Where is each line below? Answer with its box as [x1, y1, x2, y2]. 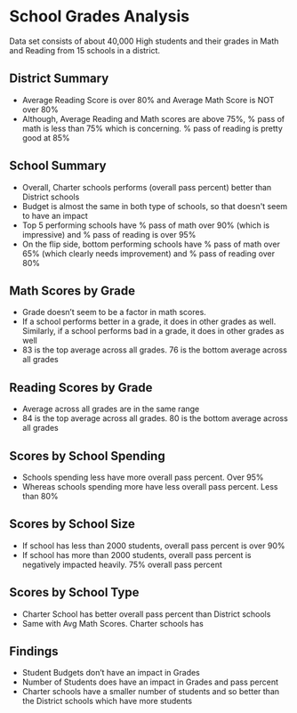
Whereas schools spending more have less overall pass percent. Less [21, 482, 278, 491]
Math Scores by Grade [9, 283, 136, 298]
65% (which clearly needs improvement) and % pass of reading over [21, 247, 276, 259]
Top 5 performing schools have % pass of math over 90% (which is [21, 220, 269, 231]
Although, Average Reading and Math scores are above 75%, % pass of [21, 113, 285, 124]
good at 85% [21, 132, 70, 143]
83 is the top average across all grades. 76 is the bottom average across [21, 344, 287, 355]
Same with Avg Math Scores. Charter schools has [21, 618, 205, 628]
